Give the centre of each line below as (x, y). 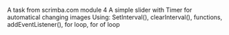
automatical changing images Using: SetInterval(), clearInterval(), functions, (115, 17)
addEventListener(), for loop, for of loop (63, 24)
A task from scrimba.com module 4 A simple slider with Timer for (100, 10)
